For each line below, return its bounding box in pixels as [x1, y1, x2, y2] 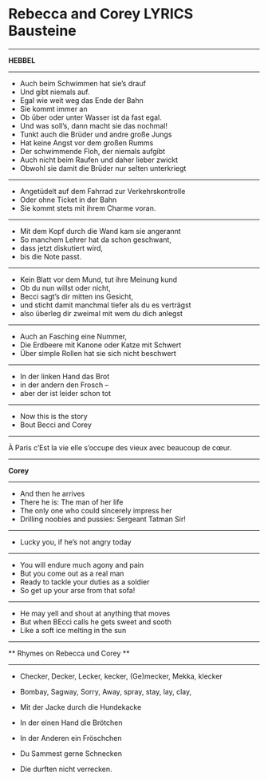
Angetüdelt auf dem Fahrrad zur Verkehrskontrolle [19, 186, 186, 196]
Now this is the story [19, 411, 88, 421]
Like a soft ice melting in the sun [19, 625, 127, 635]
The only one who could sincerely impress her [19, 505, 173, 515]
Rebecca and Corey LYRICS [8, 5, 194, 23]
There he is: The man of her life [19, 497, 124, 507]
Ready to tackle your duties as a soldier [19, 576, 150, 587]
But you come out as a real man [19, 568, 124, 578]
